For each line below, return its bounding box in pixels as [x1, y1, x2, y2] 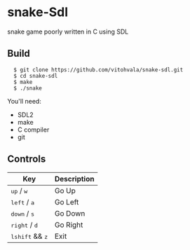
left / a [11, 197, 35, 207]
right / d [11, 220, 39, 230]
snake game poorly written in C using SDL [7, 27, 129, 36]
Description [55, 174, 95, 183]
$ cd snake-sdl [13, 72, 58, 79]
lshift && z [11, 231, 48, 241]
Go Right [55, 220, 83, 230]
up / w [11, 186, 28, 195]
